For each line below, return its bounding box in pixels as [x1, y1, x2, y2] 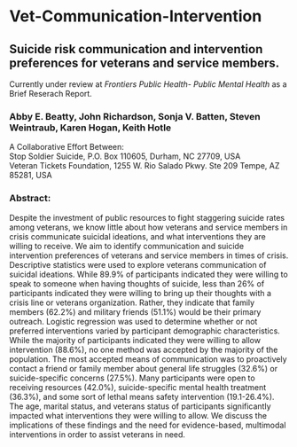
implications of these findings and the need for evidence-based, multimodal [9, 420, 286, 430]
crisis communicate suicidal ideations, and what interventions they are [9, 231, 266, 241]
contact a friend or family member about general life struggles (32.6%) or [9, 363, 277, 373]
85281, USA [9, 170, 52, 181]
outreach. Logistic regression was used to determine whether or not [9, 316, 258, 326]
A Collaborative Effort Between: [9, 142, 124, 153]
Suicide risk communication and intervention [9, 42, 263, 57]
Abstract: [9, 192, 51, 205]
